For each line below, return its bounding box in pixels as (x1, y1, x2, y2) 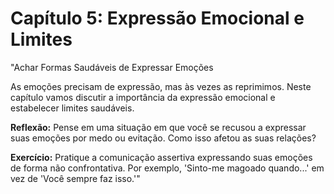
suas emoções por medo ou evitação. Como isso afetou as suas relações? (10, 132, 317, 144)
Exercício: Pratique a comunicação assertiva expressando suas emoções (10, 151, 313, 163)
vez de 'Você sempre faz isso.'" (10, 172, 141, 184)
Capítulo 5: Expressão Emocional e (10, 7, 305, 30)
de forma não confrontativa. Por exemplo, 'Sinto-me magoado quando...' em (10, 162, 325, 174)
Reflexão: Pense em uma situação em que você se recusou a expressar (10, 121, 307, 133)
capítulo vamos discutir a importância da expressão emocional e (10, 91, 276, 103)
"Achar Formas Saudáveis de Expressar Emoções (10, 61, 214, 73)
